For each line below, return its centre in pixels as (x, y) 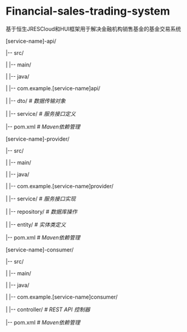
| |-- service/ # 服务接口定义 (41, 113)
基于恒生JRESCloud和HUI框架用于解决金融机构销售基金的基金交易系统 (93, 29)
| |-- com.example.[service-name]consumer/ (62, 297)
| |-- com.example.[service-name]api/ (53, 88)
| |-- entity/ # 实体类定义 (36, 224)
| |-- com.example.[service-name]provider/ (59, 186)
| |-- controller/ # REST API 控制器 (48, 309)
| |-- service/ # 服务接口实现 (41, 199)
